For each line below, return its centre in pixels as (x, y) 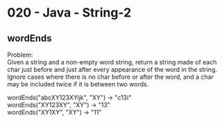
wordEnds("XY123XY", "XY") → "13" (59, 105)
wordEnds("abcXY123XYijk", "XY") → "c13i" (69, 97)
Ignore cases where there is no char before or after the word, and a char (110, 77)
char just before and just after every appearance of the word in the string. (112, 69)
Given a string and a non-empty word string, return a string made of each (112, 62)
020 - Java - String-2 (69, 13)
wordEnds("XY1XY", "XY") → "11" (54, 112)
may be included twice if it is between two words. (78, 84)
